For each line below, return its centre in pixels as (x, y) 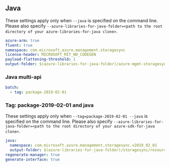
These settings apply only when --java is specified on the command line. (82, 20)
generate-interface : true (32, 159)
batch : (12, 88)
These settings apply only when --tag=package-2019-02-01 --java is (77, 116)
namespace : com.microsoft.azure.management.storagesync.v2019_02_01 (83, 145)
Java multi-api (23, 77)
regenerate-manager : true (32, 155)
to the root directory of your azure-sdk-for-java (100, 127)
